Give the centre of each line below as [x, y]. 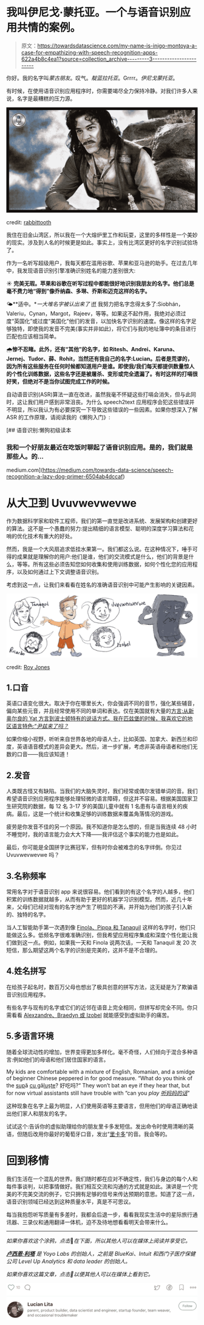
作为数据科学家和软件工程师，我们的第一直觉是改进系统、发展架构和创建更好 [102, 521]
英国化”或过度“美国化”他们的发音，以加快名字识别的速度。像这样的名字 [103, 321]
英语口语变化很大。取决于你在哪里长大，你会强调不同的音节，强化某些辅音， [102, 703]
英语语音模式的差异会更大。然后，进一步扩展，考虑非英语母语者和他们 [104, 747]
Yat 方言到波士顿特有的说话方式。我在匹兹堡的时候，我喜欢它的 [108, 718]
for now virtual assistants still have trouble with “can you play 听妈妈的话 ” [98, 1093]
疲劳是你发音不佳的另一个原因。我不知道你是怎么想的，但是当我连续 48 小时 [102, 827]
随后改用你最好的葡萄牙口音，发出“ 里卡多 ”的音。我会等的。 [97, 1134]
